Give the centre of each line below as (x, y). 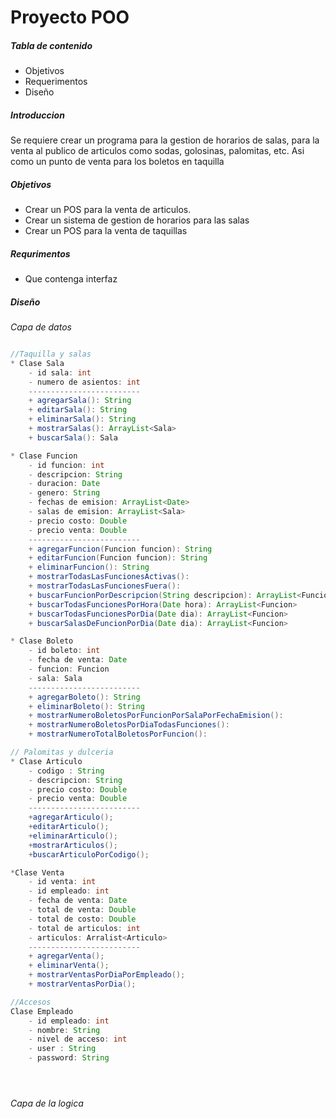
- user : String (62, 1049)
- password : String (69, 1058)
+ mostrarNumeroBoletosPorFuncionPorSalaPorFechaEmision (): (156, 716)
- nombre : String (64, 1030)
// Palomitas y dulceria (62, 752)
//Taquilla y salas (51, 354)
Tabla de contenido (51, 45)
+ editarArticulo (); (69, 827)
